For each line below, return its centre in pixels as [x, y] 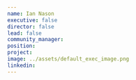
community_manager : [36, 40]
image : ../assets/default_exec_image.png [68, 59]
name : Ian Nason [31, 14]
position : [22, 46]
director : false [31, 26]
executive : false [32, 20]
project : [20, 53]
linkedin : [22, 65]
